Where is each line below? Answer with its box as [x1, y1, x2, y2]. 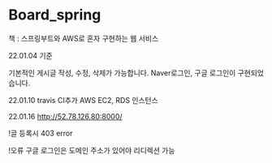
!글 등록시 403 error [8, 128, 73, 138]
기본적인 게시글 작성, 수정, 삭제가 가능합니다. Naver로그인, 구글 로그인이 [8, 67, 236, 78]
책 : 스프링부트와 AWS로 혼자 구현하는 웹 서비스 [8, 33, 159, 43]
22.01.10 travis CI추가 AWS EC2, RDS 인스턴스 [8, 95, 158, 105]
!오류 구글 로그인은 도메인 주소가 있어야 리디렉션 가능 [8, 145, 175, 155]
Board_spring [8, 6, 101, 24]
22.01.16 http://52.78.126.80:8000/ [8, 111, 123, 121]
